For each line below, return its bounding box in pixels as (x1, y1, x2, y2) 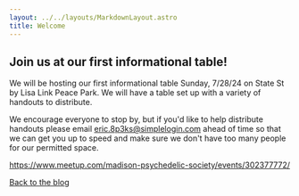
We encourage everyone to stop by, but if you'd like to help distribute (9, 114, 263, 125)
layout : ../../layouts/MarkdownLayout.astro (9, 12, 178, 22)
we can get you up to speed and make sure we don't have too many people (9, 133, 287, 143)
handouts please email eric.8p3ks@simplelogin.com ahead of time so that (9, 124, 281, 135)
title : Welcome (9, 21, 66, 30)
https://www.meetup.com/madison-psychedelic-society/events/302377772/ (9, 159, 291, 170)
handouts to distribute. (9, 97, 93, 108)
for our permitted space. (9, 143, 99, 153)
